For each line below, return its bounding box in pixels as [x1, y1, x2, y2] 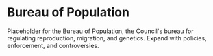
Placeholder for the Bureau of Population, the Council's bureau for [7, 27, 194, 35]
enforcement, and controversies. [7, 41, 99, 49]
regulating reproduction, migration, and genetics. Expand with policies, [7, 34, 207, 42]
